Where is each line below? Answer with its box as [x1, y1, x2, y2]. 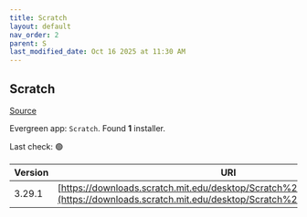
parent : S [9, 38, 48, 48]
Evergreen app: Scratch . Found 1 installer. [9, 122, 166, 133]
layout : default [9, 22, 71, 31]
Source [9, 105, 37, 116]
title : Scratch [9, 13, 68, 23]
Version [14, 166, 49, 179]
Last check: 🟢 [9, 140, 64, 151]
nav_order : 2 [9, 30, 59, 39]
